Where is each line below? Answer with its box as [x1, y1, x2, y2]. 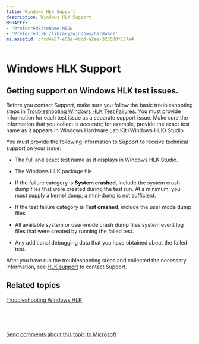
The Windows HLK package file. [14, 168, 94, 174]
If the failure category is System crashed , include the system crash [14, 179, 180, 186]
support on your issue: [6, 145, 61, 152]
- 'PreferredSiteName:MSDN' [6, 25, 76, 32]
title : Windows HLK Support [6, 8, 76, 15]
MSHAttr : [6, 20, 28, 26]
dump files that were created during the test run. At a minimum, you [14, 186, 181, 192]
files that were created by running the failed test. [14, 227, 134, 234]
